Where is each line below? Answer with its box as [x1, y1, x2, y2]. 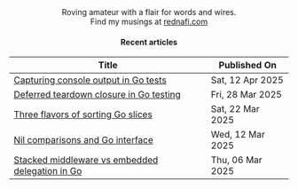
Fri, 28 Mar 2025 [210, 89, 282, 101]
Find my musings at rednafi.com [90, 16, 208, 27]
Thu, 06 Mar [210, 154, 263, 166]
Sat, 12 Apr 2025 [210, 74, 284, 86]
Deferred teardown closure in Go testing [13, 89, 181, 101]
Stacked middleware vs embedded [13, 154, 159, 166]
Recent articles [120, 36, 178, 47]
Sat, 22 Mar [210, 103, 260, 115]
